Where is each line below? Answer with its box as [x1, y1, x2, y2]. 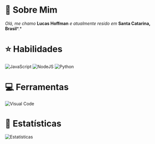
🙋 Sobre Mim [5, 4, 58, 16]
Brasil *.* [5, 25, 22, 31]
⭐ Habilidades [5, 44, 62, 55]
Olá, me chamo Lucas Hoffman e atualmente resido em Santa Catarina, [5, 20, 151, 26]
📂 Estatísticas [5, 118, 62, 129]
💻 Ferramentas [5, 81, 69, 92]
